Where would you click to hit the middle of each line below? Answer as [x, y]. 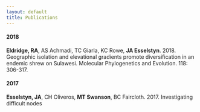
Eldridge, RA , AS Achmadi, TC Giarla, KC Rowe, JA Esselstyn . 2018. [91, 50]
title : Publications [32, 18]
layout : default [27, 12]
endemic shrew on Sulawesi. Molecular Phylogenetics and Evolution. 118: [97, 63]
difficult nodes [24, 103]
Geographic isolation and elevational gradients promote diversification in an [100, 57]
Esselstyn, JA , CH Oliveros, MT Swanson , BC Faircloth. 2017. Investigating [100, 97]
